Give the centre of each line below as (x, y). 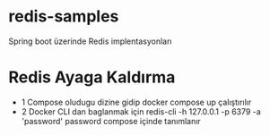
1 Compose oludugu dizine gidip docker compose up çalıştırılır (136, 102)
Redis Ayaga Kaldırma (92, 77)
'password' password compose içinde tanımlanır (111, 121)
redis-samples (64, 17)
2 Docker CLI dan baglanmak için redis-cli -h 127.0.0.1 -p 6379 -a (141, 111)
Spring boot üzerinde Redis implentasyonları (90, 41)
